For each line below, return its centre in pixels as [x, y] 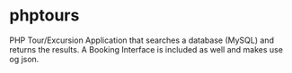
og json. [24, 59]
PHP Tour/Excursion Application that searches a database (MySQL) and [142, 40]
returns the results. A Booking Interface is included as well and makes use [146, 49]
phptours [44, 16]
